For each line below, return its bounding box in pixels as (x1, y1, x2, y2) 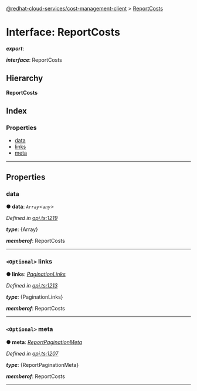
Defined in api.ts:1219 (6, 215, 58, 222)
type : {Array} (6, 226, 38, 233)
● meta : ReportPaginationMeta (6, 338, 83, 346)
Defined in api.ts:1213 (6, 282, 58, 289)
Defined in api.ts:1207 (6, 350, 59, 357)
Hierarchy (6, 73, 43, 83)
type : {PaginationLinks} (6, 293, 63, 300)
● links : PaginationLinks (6, 270, 66, 278)
